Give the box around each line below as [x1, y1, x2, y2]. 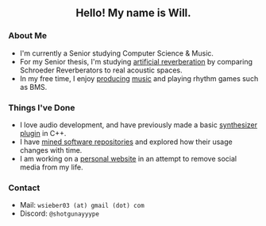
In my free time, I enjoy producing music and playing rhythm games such [19, 73, 259, 83]
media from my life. [19, 162, 83, 172]
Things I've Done [8, 102, 75, 113]
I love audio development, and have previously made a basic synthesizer [19, 119, 258, 130]
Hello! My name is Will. [75, 6, 192, 20]
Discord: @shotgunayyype [19, 208, 99, 218]
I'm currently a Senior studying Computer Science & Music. [19, 48, 214, 58]
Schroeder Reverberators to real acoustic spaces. [19, 65, 183, 75]
